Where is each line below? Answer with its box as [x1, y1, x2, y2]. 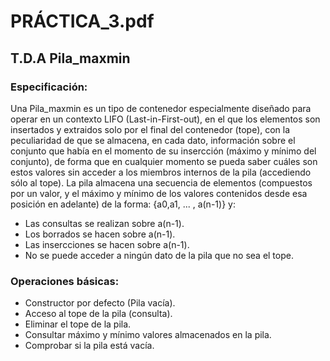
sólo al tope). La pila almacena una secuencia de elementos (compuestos [10, 176, 313, 189]
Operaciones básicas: [10, 274, 120, 288]
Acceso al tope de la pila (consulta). [24, 308, 173, 320]
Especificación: [10, 80, 88, 94]
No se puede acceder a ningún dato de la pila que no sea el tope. [24, 249, 294, 261]
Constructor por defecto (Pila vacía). [24, 297, 176, 309]
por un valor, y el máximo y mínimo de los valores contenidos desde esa [10, 187, 308, 199]
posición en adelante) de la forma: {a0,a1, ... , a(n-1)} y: [10, 198, 236, 210]
